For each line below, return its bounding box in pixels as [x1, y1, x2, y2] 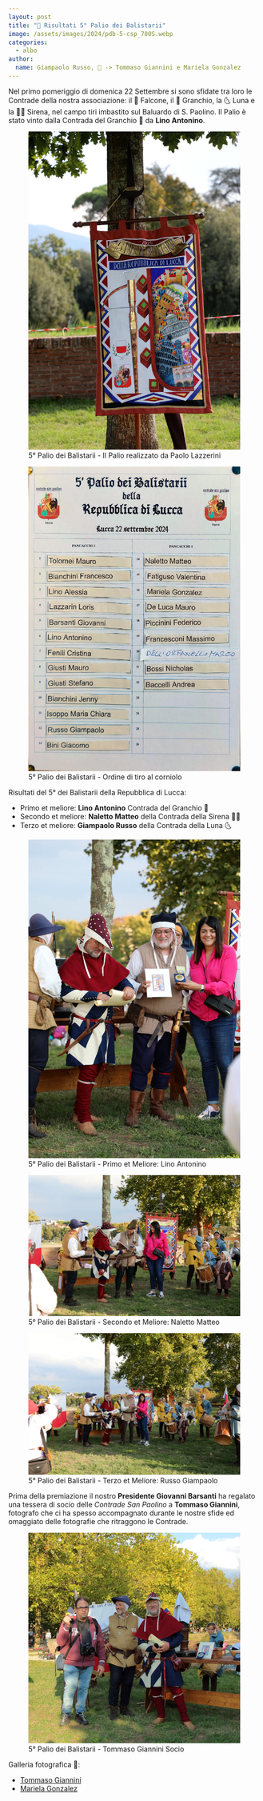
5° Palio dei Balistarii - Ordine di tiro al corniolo [28, 772, 182, 782]
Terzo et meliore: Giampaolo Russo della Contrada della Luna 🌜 [19, 821, 232, 830]
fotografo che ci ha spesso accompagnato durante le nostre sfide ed [8, 1508, 234, 1518]
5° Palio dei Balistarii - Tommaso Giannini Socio [28, 1744, 185, 1754]
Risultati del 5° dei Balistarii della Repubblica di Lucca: [8, 788, 186, 798]
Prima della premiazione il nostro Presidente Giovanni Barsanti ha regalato [8, 1491, 256, 1500]
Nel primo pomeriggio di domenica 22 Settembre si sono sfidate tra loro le [8, 86, 253, 96]
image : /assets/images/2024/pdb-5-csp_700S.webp [8, 30, 173, 38]
